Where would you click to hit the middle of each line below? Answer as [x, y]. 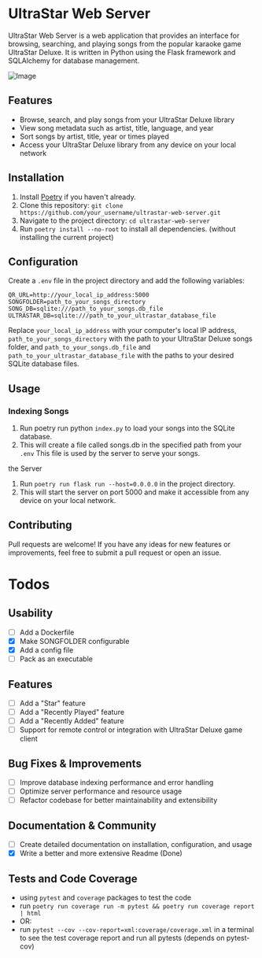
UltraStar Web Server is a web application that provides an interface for [124, 35]
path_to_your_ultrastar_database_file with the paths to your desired [121, 356]
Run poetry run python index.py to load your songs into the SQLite [127, 428]
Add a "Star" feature [53, 703]
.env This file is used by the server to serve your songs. [110, 453]
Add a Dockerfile [47, 632]
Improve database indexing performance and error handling [116, 782]
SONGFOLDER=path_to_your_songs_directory [77, 302]
